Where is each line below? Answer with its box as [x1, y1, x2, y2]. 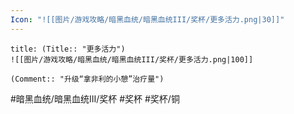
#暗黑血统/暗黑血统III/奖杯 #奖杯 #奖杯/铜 [10, 92, 180, 105]
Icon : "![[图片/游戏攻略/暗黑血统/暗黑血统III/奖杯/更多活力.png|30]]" [10, 14, 285, 25]
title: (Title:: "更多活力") [10, 44, 126, 54]
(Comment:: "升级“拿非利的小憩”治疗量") [10, 74, 165, 84]
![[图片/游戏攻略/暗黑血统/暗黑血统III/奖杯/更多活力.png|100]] [10, 54, 254, 65]
